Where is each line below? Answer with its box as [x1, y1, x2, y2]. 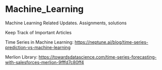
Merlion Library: [5, 54, 38, 60]
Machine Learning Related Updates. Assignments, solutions [5, 20, 127, 26]
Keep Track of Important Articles [5, 29, 72, 35]
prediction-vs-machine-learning [5, 44, 71, 50]
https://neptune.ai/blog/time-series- [74, 39, 149, 45]
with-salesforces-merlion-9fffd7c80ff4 [5, 59, 84, 65]
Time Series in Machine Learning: [5, 39, 74, 45]
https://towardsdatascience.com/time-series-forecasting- [39, 54, 157, 60]
